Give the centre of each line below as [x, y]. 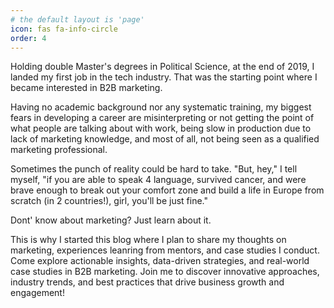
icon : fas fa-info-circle [64, 29]
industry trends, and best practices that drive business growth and [147, 282]
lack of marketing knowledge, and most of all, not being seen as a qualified [165, 139]
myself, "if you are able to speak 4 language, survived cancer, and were [158, 180]
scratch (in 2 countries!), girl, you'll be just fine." [109, 201]
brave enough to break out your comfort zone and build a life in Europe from [167, 190]
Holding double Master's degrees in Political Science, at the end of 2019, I [162, 67]
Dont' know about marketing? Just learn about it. [111, 220]
